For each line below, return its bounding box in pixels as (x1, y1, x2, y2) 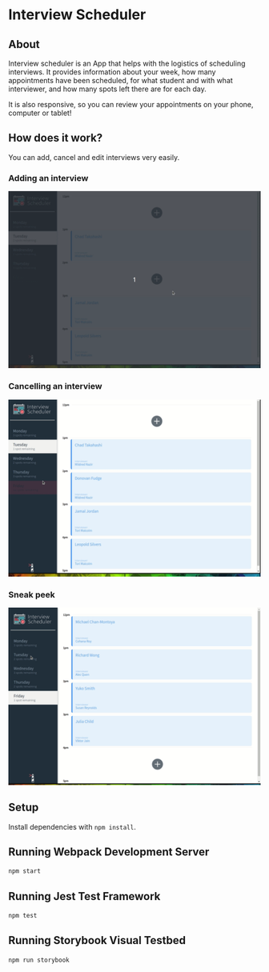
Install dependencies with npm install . (8, 822, 136, 831)
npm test (8, 912, 38, 920)
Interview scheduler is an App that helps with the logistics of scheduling (8, 58, 246, 68)
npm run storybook (8, 956, 70, 964)
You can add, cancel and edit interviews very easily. (8, 152, 180, 162)
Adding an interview (8, 172, 89, 183)
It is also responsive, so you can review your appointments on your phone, (8, 100, 254, 109)
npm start (8, 867, 42, 875)
